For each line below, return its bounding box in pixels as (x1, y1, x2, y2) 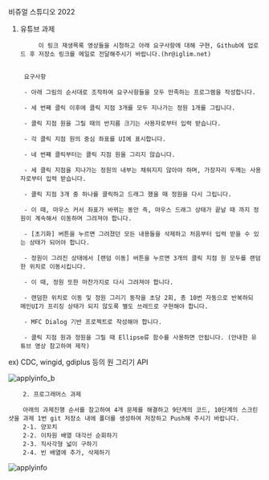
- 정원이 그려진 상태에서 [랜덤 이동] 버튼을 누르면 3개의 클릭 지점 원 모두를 (23, 254, 247, 262)
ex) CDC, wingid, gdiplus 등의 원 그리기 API (8, 357, 149, 367)
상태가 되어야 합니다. (29, 239, 90, 247)
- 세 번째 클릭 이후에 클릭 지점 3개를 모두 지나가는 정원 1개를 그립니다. (23, 104, 235, 112)
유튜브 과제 (19, 24, 55, 34)
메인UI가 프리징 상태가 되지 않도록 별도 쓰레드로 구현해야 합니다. (19, 302, 209, 310)
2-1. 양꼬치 (22, 423, 58, 431)
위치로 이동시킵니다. (29, 263, 87, 271)
